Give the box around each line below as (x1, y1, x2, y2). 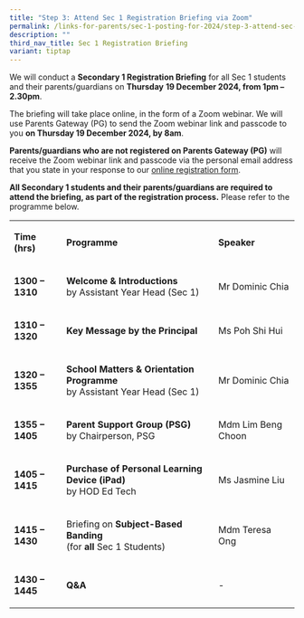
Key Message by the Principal (66, 325, 198, 338)
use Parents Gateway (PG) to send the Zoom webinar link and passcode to (9, 119, 288, 129)
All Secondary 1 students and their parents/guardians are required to (9, 182, 273, 193)
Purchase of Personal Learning (66, 462, 203, 475)
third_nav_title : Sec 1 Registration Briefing (9, 38, 188, 48)
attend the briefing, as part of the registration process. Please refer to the (9, 192, 290, 203)
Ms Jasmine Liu (218, 474, 285, 487)
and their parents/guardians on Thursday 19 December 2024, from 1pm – (9, 81, 285, 92)
